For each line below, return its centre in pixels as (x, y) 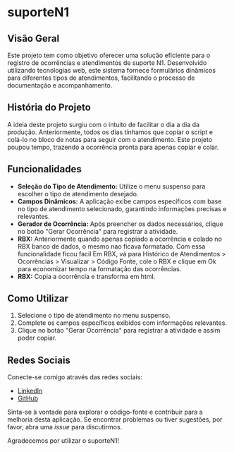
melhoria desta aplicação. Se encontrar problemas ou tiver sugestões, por (115, 420)
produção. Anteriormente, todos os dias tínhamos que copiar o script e (110, 132)
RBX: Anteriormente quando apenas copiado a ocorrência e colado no (119, 239)
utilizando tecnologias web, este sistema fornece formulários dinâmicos (112, 70)
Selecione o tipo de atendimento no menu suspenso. (94, 316)
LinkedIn (30, 391)
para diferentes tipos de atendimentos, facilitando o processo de (101, 78)
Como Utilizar (38, 298)
